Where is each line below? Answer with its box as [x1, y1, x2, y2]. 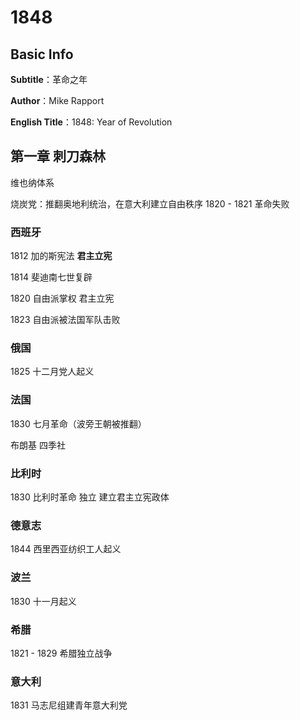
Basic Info [10, 46, 74, 63]
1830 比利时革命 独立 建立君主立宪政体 [10, 491, 170, 503]
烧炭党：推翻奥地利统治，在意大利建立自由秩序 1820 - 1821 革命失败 [10, 197, 290, 210]
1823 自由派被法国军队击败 [10, 314, 121, 326]
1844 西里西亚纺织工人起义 [10, 543, 122, 555]
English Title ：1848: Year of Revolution [10, 116, 173, 128]
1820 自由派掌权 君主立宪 [10, 292, 115, 305]
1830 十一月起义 [10, 595, 77, 607]
